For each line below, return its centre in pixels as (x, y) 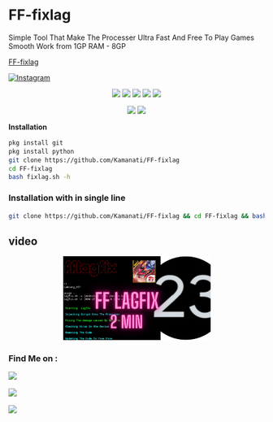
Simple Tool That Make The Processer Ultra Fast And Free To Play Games (131, 37)
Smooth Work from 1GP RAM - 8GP (67, 46)
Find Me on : (33, 358)
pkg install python (41, 151)
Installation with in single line (67, 198)
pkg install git (36, 143)
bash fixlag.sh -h (39, 177)
